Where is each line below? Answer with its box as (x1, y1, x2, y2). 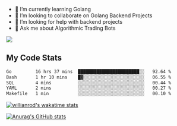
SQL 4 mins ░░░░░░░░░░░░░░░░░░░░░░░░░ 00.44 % (6, 80, 171, 86)
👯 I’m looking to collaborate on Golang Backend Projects (14, 12, 153, 19)
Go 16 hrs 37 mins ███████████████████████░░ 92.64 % (6, 68, 171, 74)
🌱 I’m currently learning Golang (14, 6, 91, 12)
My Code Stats (6, 53, 62, 63)
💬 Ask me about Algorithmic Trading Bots (14, 24, 116, 31)
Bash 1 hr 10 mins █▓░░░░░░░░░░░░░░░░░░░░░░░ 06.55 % (6, 74, 171, 80)
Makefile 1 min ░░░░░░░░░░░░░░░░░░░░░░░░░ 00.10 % (6, 91, 171, 97)
